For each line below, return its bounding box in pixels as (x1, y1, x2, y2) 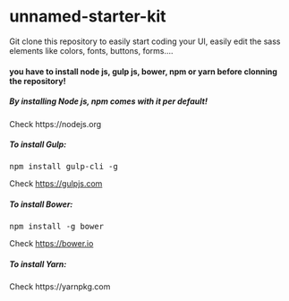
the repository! (9, 75, 66, 86)
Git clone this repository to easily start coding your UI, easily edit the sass (9, 36, 281, 47)
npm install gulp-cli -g (9, 161, 118, 172)
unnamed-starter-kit (9, 6, 167, 27)
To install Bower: (9, 199, 73, 210)
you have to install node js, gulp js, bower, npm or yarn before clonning (9, 65, 277, 77)
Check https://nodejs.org (9, 118, 102, 129)
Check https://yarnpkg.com (9, 281, 111, 292)
